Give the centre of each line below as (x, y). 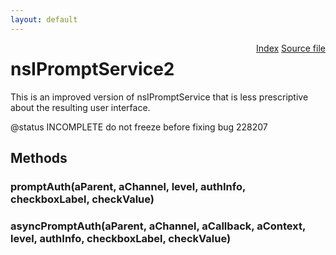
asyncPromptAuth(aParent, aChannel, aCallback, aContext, (158, 226)
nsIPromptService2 (92, 68)
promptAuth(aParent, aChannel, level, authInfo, (128, 186)
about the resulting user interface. (80, 107)
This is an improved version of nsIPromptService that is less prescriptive (159, 97)
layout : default (44, 19)
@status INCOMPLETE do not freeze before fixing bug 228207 (139, 127)
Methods (39, 157)
